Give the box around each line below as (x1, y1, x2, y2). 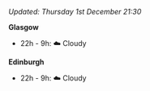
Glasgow (8, 23, 39, 31)
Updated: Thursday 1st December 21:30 (8, 7, 142, 16)
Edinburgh (8, 57, 45, 67)
